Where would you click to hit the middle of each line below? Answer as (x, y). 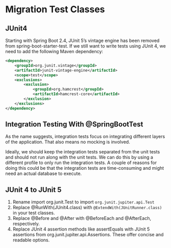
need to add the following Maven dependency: (54, 51)
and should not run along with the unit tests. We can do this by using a (79, 157)
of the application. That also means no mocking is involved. (68, 142)
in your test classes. (34, 213)
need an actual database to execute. (44, 174)
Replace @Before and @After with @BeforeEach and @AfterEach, (82, 218)
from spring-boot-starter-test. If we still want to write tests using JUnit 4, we (86, 46)
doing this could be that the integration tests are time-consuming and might (85, 168)
